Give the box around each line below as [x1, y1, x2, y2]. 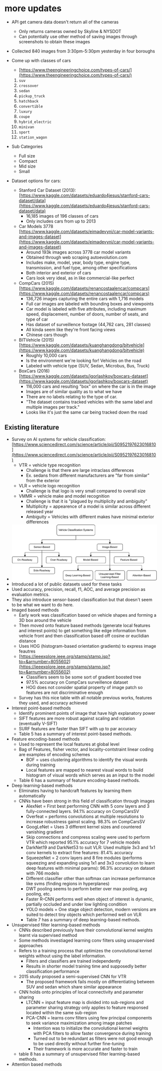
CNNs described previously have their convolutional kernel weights [18, 927, 153, 933]
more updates [4, 3, 62, 14]
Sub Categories [11, 143, 43, 149]
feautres [18, 648, 36, 654]
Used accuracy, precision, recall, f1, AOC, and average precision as [11, 586, 146, 592]
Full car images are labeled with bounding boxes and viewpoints [26, 301, 154, 307]
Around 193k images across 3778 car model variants [26, 249, 131, 255]
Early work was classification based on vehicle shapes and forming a [18, 612, 157, 618]
